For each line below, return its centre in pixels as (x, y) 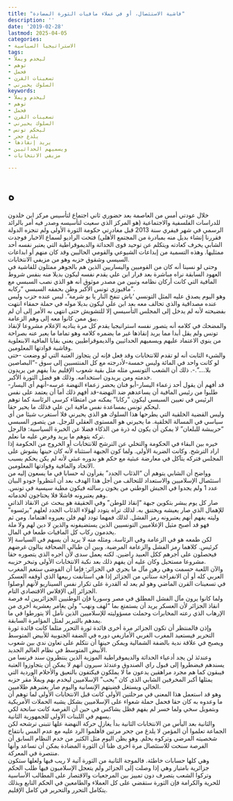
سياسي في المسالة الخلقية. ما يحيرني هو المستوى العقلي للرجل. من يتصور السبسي (116, 421)
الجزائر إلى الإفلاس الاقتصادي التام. (53, 591)
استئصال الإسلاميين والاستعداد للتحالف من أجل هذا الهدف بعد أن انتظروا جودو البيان (114, 480)
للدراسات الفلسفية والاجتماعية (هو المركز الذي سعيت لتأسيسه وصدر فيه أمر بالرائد (114, 222)
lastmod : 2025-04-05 (38, 33)
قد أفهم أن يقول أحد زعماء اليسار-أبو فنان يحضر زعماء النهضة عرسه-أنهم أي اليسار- (116, 384)
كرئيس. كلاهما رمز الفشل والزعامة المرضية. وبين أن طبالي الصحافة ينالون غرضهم (113, 546)
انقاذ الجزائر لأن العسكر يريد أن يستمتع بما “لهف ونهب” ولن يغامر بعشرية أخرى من (114, 605)
